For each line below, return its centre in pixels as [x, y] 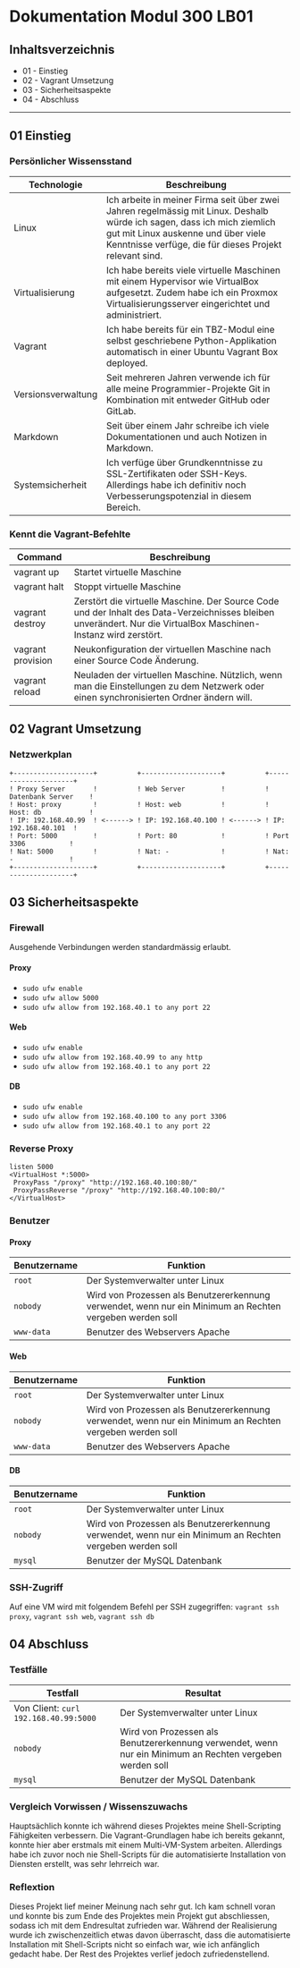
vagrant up [37, 572]
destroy [30, 623]
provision [33, 660]
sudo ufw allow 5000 [60, 998]
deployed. [127, 362]
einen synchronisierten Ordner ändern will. [163, 697]
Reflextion [32, 1887]
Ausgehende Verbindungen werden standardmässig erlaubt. [121, 947]
